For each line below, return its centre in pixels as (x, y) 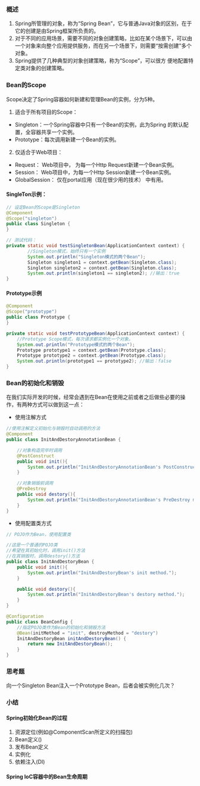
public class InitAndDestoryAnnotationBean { (63, 440)
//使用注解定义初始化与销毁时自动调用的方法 (53, 429)
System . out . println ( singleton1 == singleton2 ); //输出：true (104, 273)
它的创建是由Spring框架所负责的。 (57, 31)
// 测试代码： (21, 240)
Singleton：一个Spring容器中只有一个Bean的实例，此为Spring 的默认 (99, 124)
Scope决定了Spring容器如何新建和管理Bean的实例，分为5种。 (82, 99)
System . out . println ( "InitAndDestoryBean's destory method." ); (106, 595)
